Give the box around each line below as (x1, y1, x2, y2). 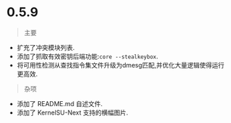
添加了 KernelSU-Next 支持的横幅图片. (16, 108, 129, 117)
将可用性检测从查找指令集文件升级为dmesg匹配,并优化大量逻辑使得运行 (16, 60, 225, 69)
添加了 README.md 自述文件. (16, 99, 103, 108)
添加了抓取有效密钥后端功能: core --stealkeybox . (16, 52, 158, 60)
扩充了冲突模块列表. (16, 43, 75, 51)
